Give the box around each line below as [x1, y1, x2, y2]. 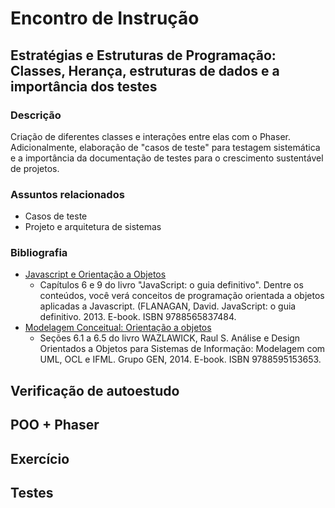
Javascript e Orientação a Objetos [24, 268, 167, 281]
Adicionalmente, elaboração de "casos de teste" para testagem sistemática [10, 141, 321, 153]
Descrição [10, 108, 62, 122]
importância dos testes [10, 78, 158, 95]
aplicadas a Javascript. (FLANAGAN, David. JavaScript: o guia [39, 300, 297, 312]
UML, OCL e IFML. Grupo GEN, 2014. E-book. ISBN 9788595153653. [39, 353, 322, 366]
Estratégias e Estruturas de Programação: [10, 47, 277, 64]
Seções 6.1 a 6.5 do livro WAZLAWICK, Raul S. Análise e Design [39, 332, 301, 344]
